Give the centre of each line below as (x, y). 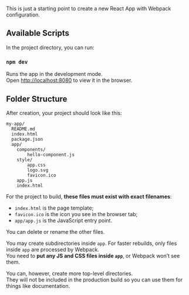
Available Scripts (38, 33)
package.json (27, 139)
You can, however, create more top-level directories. (70, 273)
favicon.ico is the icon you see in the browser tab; (76, 214)
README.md (23, 129)
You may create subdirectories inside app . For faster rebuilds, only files (92, 243)
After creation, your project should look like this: (64, 113)
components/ (31, 150)
